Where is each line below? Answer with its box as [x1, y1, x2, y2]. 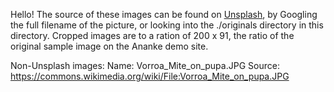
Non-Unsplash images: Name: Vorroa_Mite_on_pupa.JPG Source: [10, 60, 280, 71]
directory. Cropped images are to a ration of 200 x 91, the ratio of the [10, 30, 295, 41]
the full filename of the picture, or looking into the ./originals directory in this [10, 19, 324, 31]
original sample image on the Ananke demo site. [10, 40, 209, 52]
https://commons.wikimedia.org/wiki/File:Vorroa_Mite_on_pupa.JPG [10, 70, 290, 82]
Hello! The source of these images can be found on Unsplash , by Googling [10, 9, 318, 20]
